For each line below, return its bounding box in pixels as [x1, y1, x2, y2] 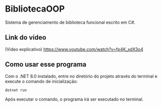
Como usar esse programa [5, 61, 87, 69]
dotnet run [5, 88, 27, 92]
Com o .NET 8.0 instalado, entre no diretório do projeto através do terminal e [5, 73, 158, 79]
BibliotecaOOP [5, 3, 65, 15]
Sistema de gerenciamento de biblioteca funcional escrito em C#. [5, 19, 135, 25]
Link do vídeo [5, 33, 46, 42]
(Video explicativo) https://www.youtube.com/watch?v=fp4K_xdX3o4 [5, 46, 144, 52]
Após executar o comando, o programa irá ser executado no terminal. [5, 96, 144, 102]
